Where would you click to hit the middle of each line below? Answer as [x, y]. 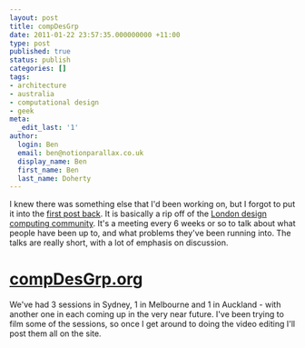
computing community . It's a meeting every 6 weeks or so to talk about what [152, 224]
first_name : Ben [48, 170]
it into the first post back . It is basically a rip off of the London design [138, 214]
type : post [30, 43]
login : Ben [38, 144]
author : [24, 136]
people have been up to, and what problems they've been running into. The [150, 234]
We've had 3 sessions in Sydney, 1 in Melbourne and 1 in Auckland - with [145, 304]
